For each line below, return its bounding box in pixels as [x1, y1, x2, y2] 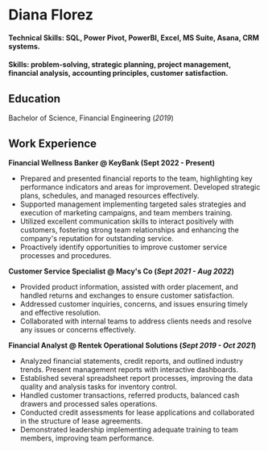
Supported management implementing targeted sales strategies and [19, 199, 247, 209]
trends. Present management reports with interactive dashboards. [19, 365, 239, 374]
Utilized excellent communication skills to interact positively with [19, 216, 234, 226]
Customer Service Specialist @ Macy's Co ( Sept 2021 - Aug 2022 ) [8, 266, 235, 276]
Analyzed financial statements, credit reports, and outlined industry [19, 357, 244, 365]
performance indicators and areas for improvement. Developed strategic [19, 182, 261, 191]
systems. [8, 41, 40, 51]
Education [8, 91, 61, 106]
